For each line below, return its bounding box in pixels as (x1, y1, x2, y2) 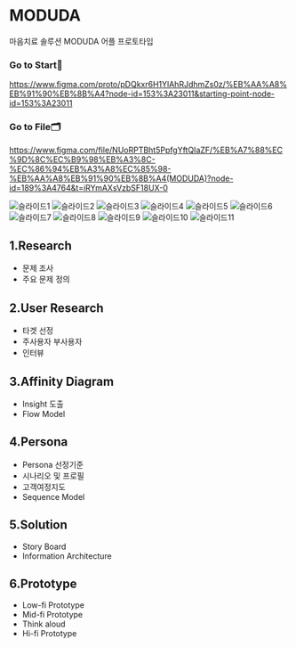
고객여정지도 (21, 481, 67, 492)
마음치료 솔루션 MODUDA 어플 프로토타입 (9, 36, 154, 46)
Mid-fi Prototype (21, 610, 84, 620)
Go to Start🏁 (9, 59, 63, 71)
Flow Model (21, 408, 66, 419)
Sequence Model (21, 491, 85, 502)
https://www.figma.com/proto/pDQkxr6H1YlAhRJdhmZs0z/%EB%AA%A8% (9, 79, 287, 90)
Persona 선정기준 (21, 459, 84, 470)
